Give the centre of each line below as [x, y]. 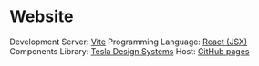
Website [41, 17]
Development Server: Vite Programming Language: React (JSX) [129, 42]
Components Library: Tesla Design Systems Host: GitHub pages [129, 51]
